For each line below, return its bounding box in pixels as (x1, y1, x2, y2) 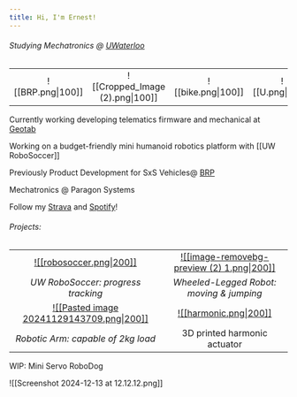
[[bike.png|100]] (173, 86, 245, 98)
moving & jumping (187, 287, 263, 300)
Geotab (9, 123, 37, 134)
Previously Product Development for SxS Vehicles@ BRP (9, 167, 215, 178)
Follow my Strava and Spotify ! (9, 201, 118, 212)
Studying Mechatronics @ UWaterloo (9, 41, 145, 51)
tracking (67, 287, 103, 300)
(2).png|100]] (99, 91, 158, 103)
